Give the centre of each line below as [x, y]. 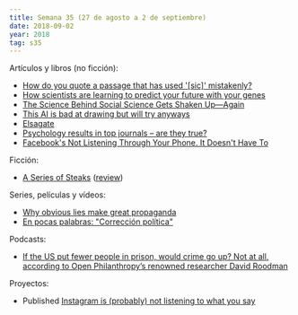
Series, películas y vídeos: [57, 195]
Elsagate [38, 124]
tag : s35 [26, 43]
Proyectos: [29, 284]
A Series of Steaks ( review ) [73, 178]
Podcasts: [28, 240]
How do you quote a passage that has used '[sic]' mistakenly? [137, 85]
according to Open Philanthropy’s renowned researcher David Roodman [155, 267]
